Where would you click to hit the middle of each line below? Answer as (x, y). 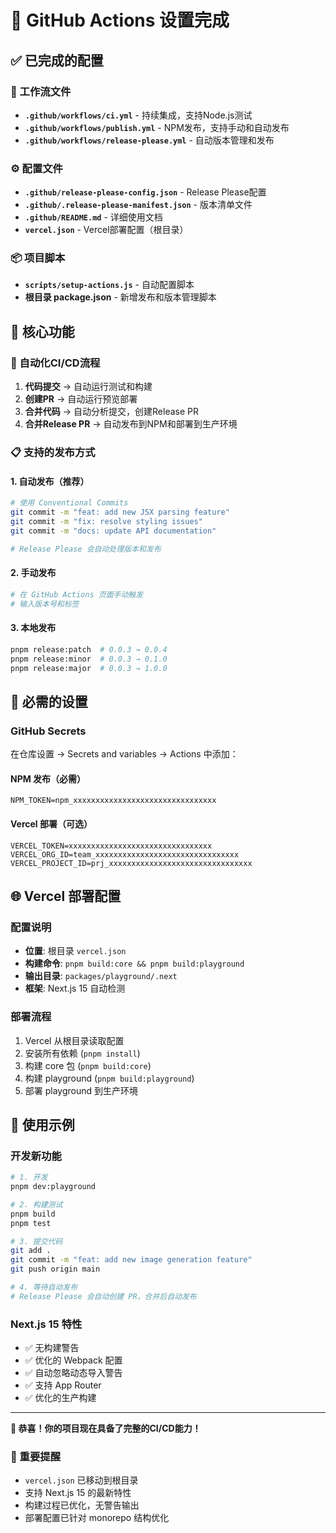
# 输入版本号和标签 (45, 604)
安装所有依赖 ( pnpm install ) (82, 1053)
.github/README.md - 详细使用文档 (93, 217)
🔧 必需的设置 (49, 701)
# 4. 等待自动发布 (44, 1287)
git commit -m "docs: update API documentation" (113, 531)
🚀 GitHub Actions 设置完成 (120, 20)
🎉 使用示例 (42, 1124)
